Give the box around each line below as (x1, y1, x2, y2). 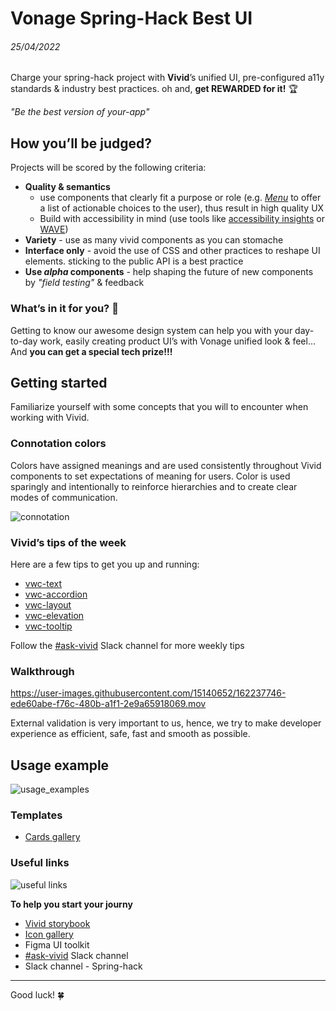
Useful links (10, 856, 70, 870)
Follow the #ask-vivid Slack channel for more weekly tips (10, 639, 245, 651)
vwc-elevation (24, 609, 85, 621)
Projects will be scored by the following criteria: (10, 162, 207, 174)
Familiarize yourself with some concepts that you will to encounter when (10, 401, 309, 413)
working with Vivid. (10, 412, 90, 424)
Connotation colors (10, 437, 107, 451)
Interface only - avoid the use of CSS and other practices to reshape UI (24, 245, 321, 257)
